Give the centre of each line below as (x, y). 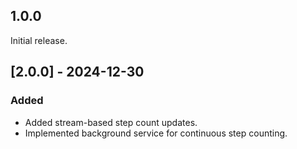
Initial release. (39, 40)
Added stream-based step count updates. (111, 122)
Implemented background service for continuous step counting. (156, 133)
